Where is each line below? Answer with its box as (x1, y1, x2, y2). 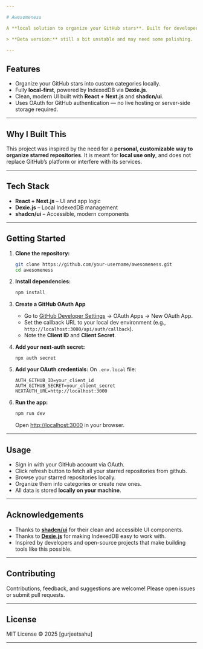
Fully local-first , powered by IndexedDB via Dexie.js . (14, 86, 148, 94)
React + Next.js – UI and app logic (14, 197, 101, 204)
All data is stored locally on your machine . (14, 486, 121, 494)
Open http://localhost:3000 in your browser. (14, 422, 125, 429)
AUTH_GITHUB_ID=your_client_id (14, 377, 94, 384)
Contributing (6, 568, 56, 579)
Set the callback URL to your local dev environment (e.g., (24, 319, 166, 326)
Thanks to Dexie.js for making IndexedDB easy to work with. (14, 532, 166, 540)
